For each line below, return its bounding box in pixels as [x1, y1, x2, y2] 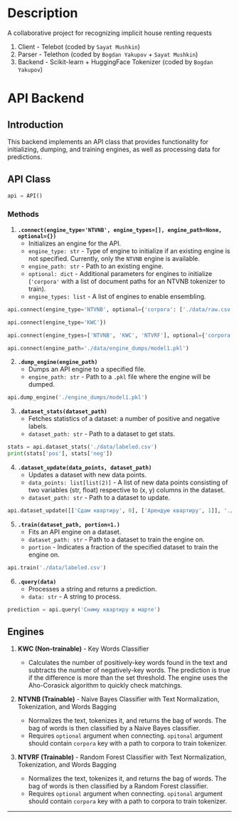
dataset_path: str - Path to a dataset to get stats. [28, 429, 176, 438]
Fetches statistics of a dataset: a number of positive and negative [28, 414, 221, 423]
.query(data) [17, 578, 57, 586]
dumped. [28, 380, 55, 389]
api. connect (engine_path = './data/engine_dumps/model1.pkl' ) [7, 345, 190, 352]
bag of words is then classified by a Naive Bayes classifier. [28, 724, 201, 733]
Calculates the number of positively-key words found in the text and [28, 658, 228, 667]
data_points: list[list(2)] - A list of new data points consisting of [28, 478, 228, 487]
